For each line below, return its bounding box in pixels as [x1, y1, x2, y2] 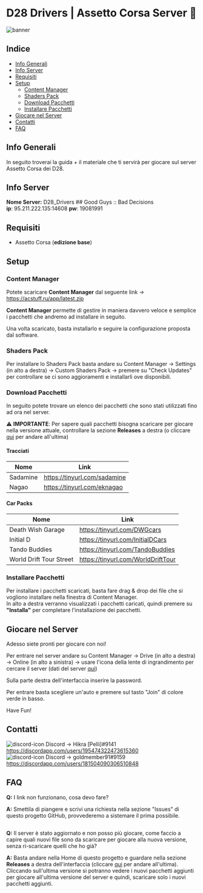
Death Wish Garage [9, 525, 65, 534]
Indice [6, 44, 30, 54]
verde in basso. [6, 695, 45, 702]
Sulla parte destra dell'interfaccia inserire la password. [6, 677, 142, 684]
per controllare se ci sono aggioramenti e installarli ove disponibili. [6, 373, 171, 381]
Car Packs [6, 500, 33, 507]
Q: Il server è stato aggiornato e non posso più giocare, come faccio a [6, 830, 181, 836]
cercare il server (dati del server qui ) [6, 664, 98, 672]
